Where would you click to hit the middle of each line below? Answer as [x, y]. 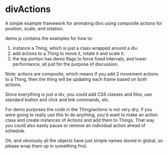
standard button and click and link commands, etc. [57, 100]
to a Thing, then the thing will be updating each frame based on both [76, 79]
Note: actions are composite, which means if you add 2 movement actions [82, 73]
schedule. [16, 131]
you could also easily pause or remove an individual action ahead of [75, 125]
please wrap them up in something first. [46, 146]
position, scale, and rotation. [35, 28]
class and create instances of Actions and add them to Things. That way [80, 120]
